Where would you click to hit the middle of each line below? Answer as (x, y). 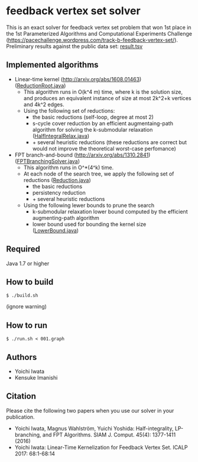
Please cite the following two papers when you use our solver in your (90, 410)
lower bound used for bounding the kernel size (89, 224)
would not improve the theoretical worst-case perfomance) (104, 148)
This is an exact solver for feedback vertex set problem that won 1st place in (99, 27)
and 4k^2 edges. (44, 104)
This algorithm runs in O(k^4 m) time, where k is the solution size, (103, 92)
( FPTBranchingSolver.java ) (47, 161)
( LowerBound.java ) (55, 230)
